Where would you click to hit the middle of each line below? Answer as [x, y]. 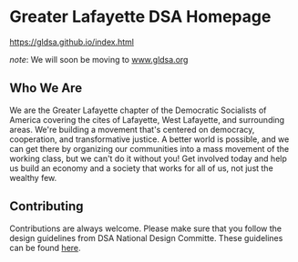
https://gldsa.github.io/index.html [72, 42]
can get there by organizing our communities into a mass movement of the [149, 148]
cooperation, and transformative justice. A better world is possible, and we [149, 139]
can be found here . [45, 247]
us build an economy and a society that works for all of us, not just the [141, 168]
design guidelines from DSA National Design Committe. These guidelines [146, 237]
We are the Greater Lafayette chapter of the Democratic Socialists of [138, 110]
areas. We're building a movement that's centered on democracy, [132, 129]
